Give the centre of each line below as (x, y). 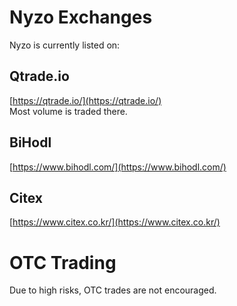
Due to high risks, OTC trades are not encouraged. (113, 290)
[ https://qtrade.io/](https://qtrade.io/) (85, 100)
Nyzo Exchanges (81, 17)
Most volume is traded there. (68, 111)
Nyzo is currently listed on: (65, 45)
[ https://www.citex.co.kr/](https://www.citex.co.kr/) (115, 222)
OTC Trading (63, 262)
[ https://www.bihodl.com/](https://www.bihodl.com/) (118, 167)
